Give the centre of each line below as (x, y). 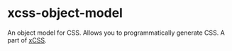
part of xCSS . (27, 40)
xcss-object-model (65, 13)
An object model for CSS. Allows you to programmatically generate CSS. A (116, 33)
